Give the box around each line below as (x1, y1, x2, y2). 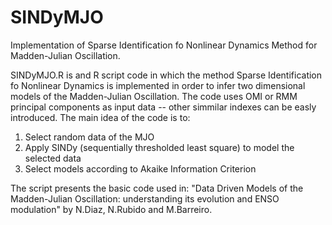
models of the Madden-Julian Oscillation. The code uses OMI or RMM (10, 90, 298, 102)
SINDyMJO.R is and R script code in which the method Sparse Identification (10, 69, 323, 81)
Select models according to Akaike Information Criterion (24, 162, 257, 175)
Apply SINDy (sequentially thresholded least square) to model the (24, 141, 295, 153)
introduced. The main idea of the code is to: (10, 111, 191, 123)
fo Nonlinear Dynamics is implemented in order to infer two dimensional (10, 79, 306, 91)
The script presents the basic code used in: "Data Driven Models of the (10, 182, 304, 194)
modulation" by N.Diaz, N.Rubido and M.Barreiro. (10, 203, 213, 215)
